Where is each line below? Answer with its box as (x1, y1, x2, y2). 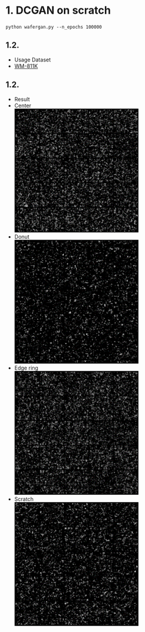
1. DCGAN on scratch (5, 4, 111, 17)
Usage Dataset (14, 56, 51, 63)
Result (14, 95, 30, 103)
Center (14, 102, 32, 109)
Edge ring (14, 364, 39, 371)
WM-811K (14, 62, 38, 69)
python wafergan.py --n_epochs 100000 (5, 24, 102, 30)
